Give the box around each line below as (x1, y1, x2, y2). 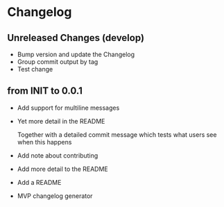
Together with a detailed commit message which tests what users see (17, 130, 217, 139)
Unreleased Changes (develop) (7, 32, 144, 44)
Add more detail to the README (17, 165, 109, 173)
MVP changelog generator (17, 192, 93, 200)
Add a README (17, 178, 62, 186)
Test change (17, 65, 53, 73)
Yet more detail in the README (17, 117, 105, 125)
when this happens (17, 138, 72, 146)
